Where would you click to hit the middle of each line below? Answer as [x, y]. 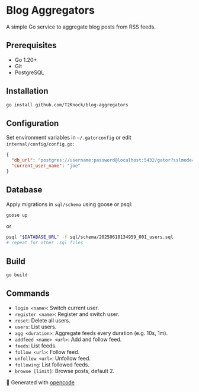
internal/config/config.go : [40, 144]
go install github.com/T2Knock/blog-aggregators [67, 105]
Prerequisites [31, 45]
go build [17, 275]
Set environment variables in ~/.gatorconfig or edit [69, 138]
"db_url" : [23, 160]
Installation [27, 91]
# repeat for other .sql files [45, 243]
